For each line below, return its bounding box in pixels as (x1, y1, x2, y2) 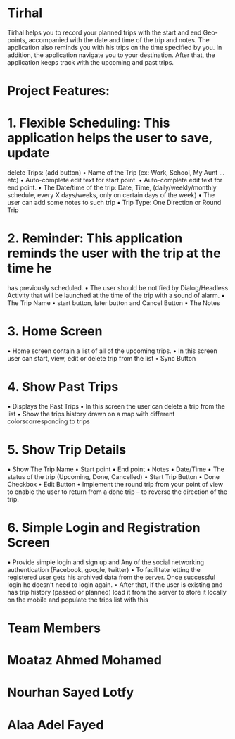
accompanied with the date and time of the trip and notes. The (28, 35, 210, 44)
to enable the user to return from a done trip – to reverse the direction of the (7, 488, 227, 496)
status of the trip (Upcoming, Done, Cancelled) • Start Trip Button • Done (7, 472, 220, 480)
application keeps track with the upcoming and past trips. (7, 58, 174, 66)
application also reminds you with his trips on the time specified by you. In (7, 43, 222, 51)
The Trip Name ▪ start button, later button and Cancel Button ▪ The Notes (7, 299, 220, 307)
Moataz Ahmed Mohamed (7, 652, 162, 669)
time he (7, 261, 52, 276)
